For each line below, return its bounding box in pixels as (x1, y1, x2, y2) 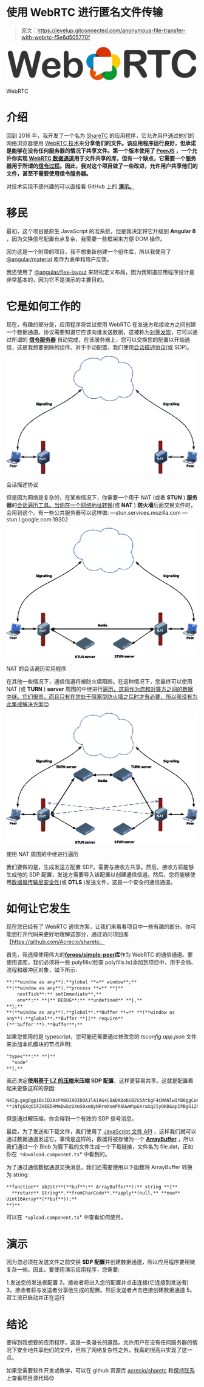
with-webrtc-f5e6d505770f (21, 33, 90, 41)
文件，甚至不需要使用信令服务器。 (6, 169, 92, 177)
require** (98, 1016, 123, 1022)
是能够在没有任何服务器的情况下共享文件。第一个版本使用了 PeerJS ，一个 (6, 147, 192, 154)
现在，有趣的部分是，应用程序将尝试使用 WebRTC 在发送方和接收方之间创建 (6, 320, 196, 328)
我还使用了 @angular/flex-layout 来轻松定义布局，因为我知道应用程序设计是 (6, 268, 195, 276)
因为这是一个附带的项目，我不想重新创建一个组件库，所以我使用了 (6, 248, 171, 255)
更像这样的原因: (16, 1085, 56, 1092)
